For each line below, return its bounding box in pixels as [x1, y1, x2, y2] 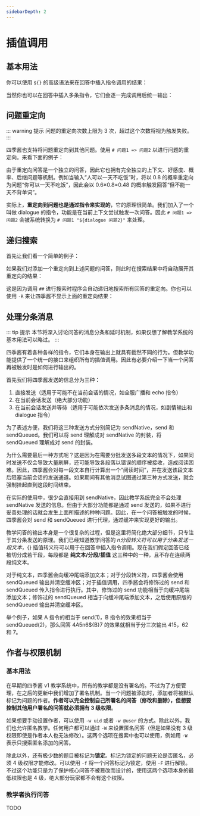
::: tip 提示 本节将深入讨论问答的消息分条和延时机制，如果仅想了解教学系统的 [6, 329, 193, 336]
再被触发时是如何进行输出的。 [6, 364, 79, 371]
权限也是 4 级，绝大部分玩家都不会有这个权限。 [11, 774, 127, 781]
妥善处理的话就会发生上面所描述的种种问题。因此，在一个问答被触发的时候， [6, 509, 194, 516]
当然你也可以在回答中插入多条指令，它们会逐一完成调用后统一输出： [6, 91, 173, 98]
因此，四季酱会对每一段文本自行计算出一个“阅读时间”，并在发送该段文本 [16, 466, 193, 474]
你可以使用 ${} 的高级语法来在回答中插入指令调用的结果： [6, 79, 148, 86]
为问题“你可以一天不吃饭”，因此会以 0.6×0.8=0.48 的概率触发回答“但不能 [6, 181, 186, 188]
